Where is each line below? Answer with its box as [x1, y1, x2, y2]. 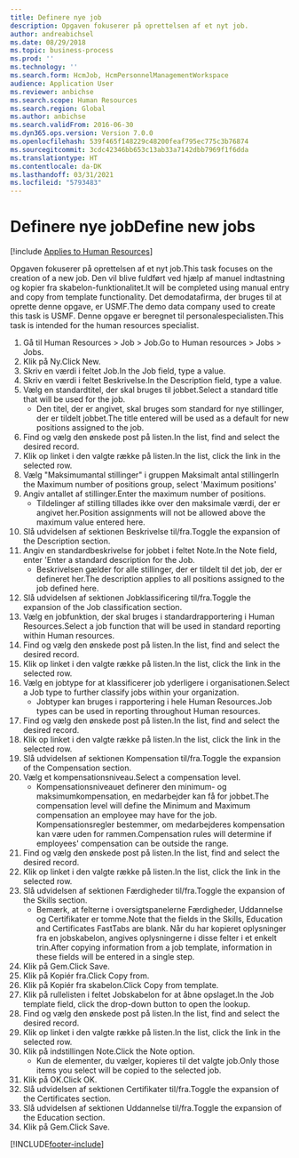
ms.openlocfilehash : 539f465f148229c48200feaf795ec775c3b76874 [10, 137, 249, 146]
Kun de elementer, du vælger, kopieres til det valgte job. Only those [35, 1056, 279, 1066]
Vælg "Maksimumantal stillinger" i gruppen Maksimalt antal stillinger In [22, 470, 279, 480]
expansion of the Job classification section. [22, 602, 183, 613]
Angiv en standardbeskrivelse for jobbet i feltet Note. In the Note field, [22, 545, 278, 556]
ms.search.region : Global [10, 104, 106, 113]
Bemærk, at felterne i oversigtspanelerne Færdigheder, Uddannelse [35, 905, 283, 915]
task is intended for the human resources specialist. [10, 320, 200, 331]
